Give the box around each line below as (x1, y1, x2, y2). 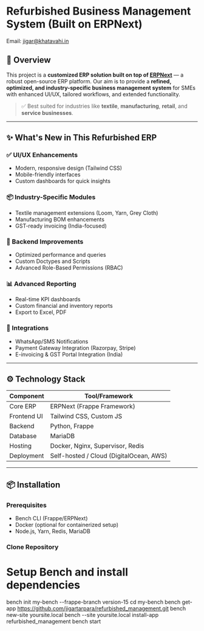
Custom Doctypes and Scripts (15, 257, 90, 265)
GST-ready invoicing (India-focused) (15, 222, 107, 229)
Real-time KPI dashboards (15, 296, 81, 303)
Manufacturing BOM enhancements (15, 215, 105, 223)
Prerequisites (6, 501, 47, 509)
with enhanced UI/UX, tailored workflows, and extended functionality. (6, 90, 180, 98)
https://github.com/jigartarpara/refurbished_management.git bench (17, 604, 186, 612)
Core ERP (9, 402, 36, 411)
